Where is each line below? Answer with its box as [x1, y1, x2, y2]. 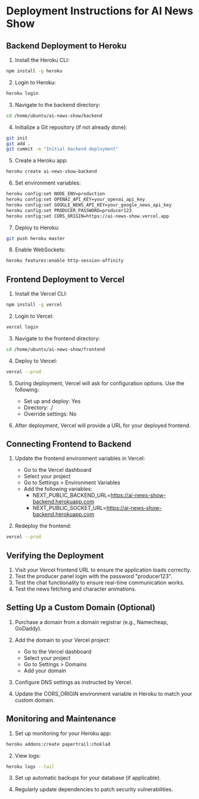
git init [6, 135, 28, 141]
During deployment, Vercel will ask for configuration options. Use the [14, 379, 185, 386]
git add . [6, 140, 31, 147]
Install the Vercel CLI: [14, 290, 67, 297]
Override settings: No [23, 410, 77, 417]
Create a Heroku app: [14, 157, 68, 164]
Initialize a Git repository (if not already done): [14, 124, 128, 131]
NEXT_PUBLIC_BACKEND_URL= [32, 491, 111, 499]
